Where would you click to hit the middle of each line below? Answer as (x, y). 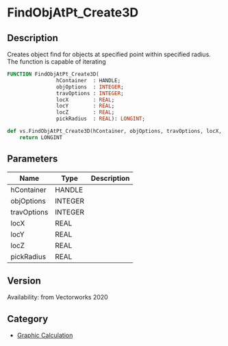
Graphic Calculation (45, 335)
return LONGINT (41, 137)
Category (28, 319)
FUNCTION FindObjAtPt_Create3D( (53, 74)
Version (24, 281)
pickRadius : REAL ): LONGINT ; (101, 119)
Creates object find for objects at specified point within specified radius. (109, 54)
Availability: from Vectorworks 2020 (58, 297)
